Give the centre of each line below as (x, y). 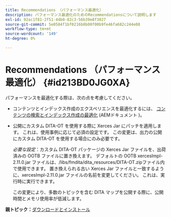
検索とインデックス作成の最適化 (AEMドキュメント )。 (88, 115)
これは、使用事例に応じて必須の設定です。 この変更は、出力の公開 (92, 132)
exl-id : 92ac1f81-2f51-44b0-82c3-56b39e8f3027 (56, 19)
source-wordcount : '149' (32, 34)
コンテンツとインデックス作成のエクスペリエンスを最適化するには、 (84, 108)
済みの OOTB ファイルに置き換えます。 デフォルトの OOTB (75, 156)
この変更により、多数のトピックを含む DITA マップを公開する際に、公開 (88, 192)
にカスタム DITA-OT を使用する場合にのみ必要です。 (67, 138)
